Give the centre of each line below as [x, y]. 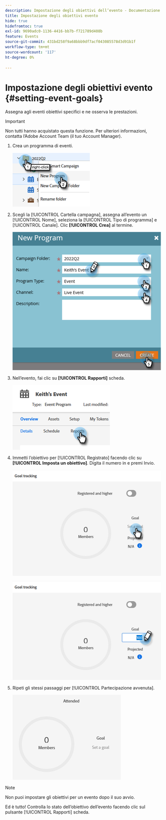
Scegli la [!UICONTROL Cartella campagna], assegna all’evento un [80, 215]
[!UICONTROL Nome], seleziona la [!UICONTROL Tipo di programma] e [84, 220]
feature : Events [22, 37]
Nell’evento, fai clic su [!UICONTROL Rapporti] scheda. [68, 378]
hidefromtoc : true [24, 26]
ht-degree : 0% [20, 57]
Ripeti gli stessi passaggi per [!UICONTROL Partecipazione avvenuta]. [83, 688]
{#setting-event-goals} [54, 98]
